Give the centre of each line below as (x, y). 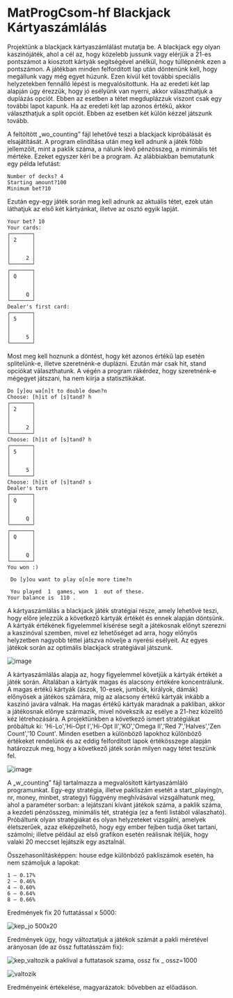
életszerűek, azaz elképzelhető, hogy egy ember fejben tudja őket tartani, (113, 827)
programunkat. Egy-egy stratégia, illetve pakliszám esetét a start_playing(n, (115, 790)
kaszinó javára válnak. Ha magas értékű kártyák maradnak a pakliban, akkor (116, 704)
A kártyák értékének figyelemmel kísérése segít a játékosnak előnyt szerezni (117, 625)
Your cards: (24, 227)
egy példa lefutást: (34, 163)
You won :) (23, 567)
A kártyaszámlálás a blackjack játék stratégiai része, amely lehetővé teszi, (113, 610)
